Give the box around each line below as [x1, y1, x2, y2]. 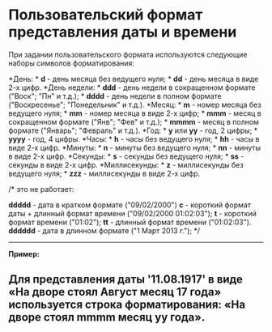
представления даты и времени [8, 23, 237, 41]
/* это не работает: [8, 184, 74, 194]
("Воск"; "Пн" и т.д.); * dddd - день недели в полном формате [8, 91, 222, 100]
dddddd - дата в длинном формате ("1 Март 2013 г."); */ [8, 225, 201, 236]
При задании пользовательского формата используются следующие [8, 49, 248, 59]
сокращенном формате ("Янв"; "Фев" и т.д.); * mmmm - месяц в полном [8, 117, 259, 126]
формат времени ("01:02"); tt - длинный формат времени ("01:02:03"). [8, 217, 252, 227]
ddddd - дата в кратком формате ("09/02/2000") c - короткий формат [8, 200, 251, 210]
